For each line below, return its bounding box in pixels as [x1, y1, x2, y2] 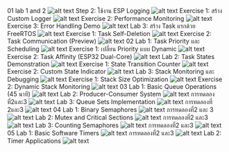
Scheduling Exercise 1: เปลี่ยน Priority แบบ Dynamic [7, 45, 177, 53]
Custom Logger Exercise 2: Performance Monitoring [7, 15, 185, 22]
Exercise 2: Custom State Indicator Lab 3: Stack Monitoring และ [7, 67, 215, 76]
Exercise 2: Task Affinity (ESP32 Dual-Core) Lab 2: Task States [7, 53, 215, 60]
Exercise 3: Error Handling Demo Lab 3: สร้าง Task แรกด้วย [7, 22, 196, 30]
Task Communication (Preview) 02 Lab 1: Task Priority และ [7, 37, 200, 45]
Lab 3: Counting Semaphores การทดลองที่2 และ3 [35, 121, 194, 129]
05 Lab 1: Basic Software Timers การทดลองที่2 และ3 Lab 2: [7, 129, 222, 137]
